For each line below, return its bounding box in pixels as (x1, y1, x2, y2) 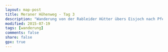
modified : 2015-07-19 (5, 21, 50, 26)
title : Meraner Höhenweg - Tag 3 (5, 12, 75, 17)
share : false (5, 35, 32, 40)
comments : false (5, 30, 39, 35)
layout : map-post (5, 7, 41, 12)
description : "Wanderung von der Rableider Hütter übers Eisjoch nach (5, 16, 155, 21)
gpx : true (5, 40, 26, 45)
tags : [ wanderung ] (5, 26, 43, 31)
